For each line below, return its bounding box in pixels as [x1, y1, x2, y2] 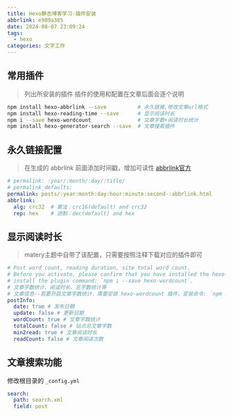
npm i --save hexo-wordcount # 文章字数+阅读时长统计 [7, 116, 199, 124]
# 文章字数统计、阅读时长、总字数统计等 [7, 284, 107, 291]
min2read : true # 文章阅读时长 [13, 329, 98, 336]
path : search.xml [13, 397, 64, 404]
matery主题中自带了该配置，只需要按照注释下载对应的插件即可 [24, 251, 202, 259]
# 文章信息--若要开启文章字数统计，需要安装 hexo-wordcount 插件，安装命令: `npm [7, 290, 223, 297]
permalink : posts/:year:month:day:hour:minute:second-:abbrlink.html [7, 190, 213, 197]
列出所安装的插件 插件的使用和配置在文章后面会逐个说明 [24, 90, 184, 98]
